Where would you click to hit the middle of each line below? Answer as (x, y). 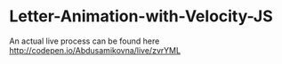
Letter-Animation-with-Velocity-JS (141, 16)
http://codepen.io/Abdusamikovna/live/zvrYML (95, 50)
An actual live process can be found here (85, 41)
